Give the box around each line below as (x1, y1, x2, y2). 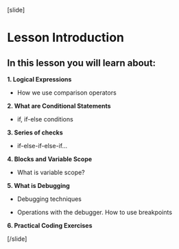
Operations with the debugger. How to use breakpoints (16, 209, 173, 216)
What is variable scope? (16, 168, 86, 176)
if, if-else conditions (16, 115, 73, 123)
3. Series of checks (7, 128, 63, 137)
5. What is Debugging (7, 182, 70, 189)
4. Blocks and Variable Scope (7, 155, 93, 163)
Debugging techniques (16, 195, 82, 203)
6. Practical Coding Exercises (7, 222, 93, 229)
